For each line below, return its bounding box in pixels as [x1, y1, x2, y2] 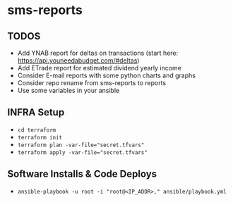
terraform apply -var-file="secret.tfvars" [17, 149, 148, 156]
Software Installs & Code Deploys [7, 168, 157, 180]
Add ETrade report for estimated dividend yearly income [17, 64, 182, 72]
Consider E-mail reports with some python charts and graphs [17, 71, 196, 80]
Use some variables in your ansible [17, 87, 120, 94]
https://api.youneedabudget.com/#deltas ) [17, 56, 140, 65]
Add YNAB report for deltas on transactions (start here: [17, 49, 179, 57]
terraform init [17, 134, 63, 141]
